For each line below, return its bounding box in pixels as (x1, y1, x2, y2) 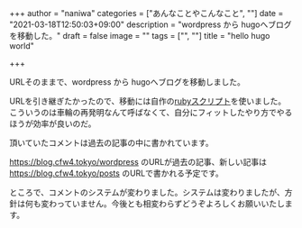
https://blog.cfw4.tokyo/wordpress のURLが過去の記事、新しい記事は (9, 157, 268, 167)
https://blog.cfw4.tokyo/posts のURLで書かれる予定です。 (9, 168, 224, 178)
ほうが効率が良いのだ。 (9, 118, 96, 129)
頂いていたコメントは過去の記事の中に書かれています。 (9, 138, 214, 148)
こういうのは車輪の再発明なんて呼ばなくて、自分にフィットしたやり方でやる (9, 107, 293, 117)
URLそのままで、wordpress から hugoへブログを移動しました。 (9, 77, 245, 87)
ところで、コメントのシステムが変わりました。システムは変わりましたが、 (9, 187, 286, 197)
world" (9, 41, 34, 51)
